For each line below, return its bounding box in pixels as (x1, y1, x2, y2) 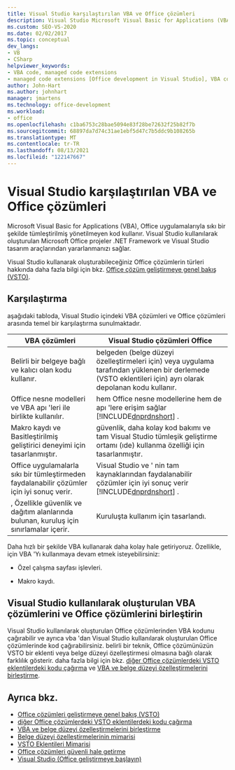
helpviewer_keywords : (7, 62, 71, 69)
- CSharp (7, 56, 33, 63)
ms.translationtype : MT (7, 134, 77, 141)
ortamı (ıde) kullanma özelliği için (96, 440, 205, 450)
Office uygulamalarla (10, 460, 79, 470)
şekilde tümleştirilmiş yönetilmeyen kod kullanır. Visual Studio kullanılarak (7, 229, 218, 238)
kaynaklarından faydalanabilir (96, 469, 192, 479)
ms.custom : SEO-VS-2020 (7, 23, 77, 30)
